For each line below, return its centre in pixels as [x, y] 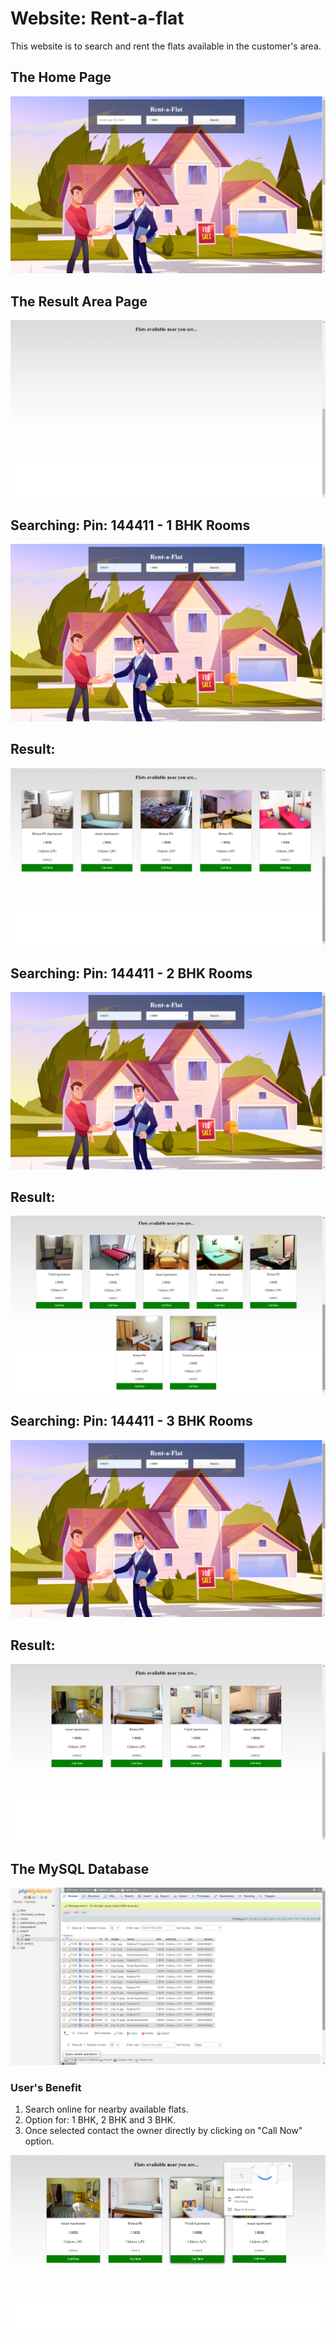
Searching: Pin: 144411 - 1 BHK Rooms [130, 525]
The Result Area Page [79, 301]
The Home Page [61, 77]
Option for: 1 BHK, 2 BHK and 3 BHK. [100, 2120]
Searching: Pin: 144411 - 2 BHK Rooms [131, 973]
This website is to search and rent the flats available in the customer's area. [166, 46]
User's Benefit [46, 2087]
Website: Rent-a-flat [97, 18]
